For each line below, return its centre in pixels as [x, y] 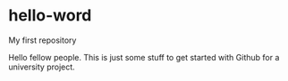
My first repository [42, 40]
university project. [42, 67]
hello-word [50, 16]
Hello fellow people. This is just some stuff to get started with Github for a [144, 57]
